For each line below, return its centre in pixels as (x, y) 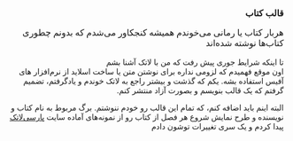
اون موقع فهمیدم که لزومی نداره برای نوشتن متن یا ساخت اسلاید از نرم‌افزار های (151, 72)
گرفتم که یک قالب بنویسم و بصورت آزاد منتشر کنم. (200, 90)
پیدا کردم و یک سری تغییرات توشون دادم (217, 127)
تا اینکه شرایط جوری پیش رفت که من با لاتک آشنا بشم (195, 62)
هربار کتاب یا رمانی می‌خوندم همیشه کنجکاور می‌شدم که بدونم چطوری (153, 33)
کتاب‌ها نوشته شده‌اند (245, 43)
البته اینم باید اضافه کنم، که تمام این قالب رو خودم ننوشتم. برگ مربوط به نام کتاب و (147, 108)
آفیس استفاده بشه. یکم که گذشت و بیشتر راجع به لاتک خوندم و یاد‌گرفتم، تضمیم (154, 81)
